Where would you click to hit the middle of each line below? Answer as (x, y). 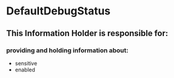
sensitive (26, 63)
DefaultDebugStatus (58, 11)
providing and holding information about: (67, 50)
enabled (25, 70)
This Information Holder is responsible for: (87, 33)
